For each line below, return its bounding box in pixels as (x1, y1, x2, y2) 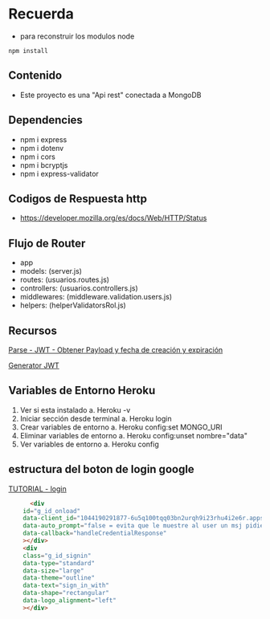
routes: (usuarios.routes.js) (19, 275, 110, 285)
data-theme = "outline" (22, 574, 95, 582)
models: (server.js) (19, 267, 83, 276)
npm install (8, 47, 48, 55)
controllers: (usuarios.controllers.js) (19, 283, 138, 293)
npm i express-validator (19, 169, 99, 178)
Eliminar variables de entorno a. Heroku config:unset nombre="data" (19, 430, 247, 440)
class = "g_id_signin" (22, 552, 92, 560)
